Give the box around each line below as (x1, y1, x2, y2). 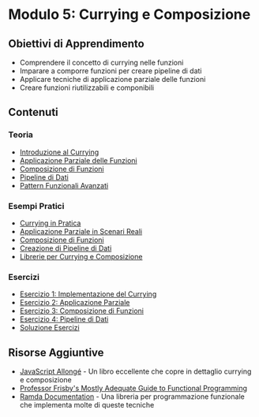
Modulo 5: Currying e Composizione (8, 6, 251, 24)
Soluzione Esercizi (19, 323, 81, 333)
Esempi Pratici (8, 200, 65, 211)
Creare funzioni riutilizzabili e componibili (19, 83, 155, 92)
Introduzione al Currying (19, 147, 99, 157)
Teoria (8, 129, 34, 140)
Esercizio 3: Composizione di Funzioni (19, 306, 145, 316)
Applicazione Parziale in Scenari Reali (19, 226, 143, 236)
